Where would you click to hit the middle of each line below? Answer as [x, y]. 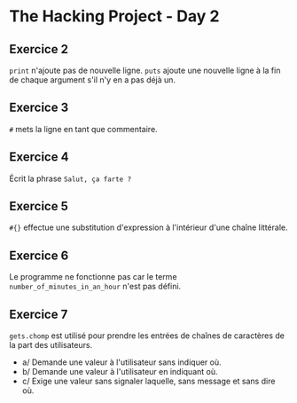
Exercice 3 [39, 108]
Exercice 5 [39, 206]
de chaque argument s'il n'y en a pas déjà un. [92, 80]
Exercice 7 [39, 314]
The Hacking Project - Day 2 [114, 16]
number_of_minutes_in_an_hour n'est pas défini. [95, 287]
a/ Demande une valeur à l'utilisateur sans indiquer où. [121, 362]
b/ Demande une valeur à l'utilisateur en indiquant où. [120, 372]
